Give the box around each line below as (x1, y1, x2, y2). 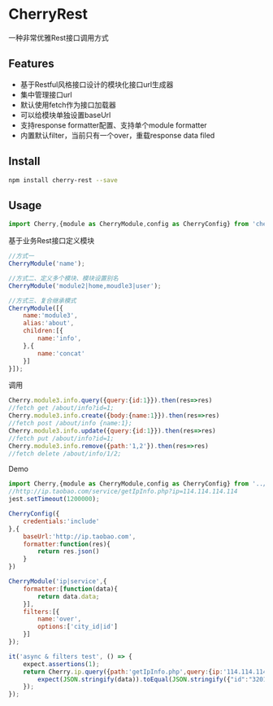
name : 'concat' (37, 349, 85, 358)
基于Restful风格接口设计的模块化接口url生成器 (19, 79, 174, 89)
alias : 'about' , (23, 319, 75, 328)
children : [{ (23, 327, 63, 335)
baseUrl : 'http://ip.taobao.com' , (23, 532, 136, 541)
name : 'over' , (37, 615, 82, 623)
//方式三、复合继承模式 (8, 296, 77, 305)
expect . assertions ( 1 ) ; (23, 660, 100, 668)
